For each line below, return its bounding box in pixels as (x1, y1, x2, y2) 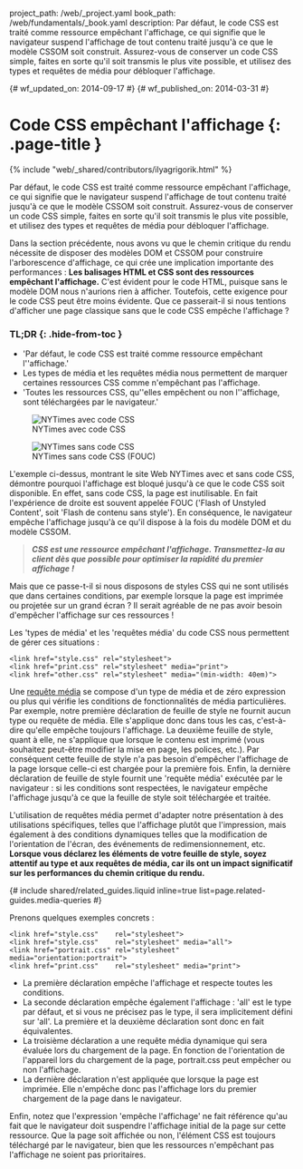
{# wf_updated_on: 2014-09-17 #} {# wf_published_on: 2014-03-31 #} (9, 83, 270, 93)
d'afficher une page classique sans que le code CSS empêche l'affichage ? (9, 305, 289, 316)
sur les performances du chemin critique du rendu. (9, 868, 205, 879)
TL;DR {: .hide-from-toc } (9, 327, 123, 340)
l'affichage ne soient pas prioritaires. (9, 1149, 147, 1160)
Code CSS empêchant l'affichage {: (9, 115, 281, 135)
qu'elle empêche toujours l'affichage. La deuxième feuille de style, (25, 725, 274, 735)
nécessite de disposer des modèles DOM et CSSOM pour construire (9, 247, 264, 258)
